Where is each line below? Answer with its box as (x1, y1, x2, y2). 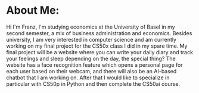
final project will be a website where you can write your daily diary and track (6, 48, 194, 55)
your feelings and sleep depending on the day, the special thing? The (6, 55, 176, 62)
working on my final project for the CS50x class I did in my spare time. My (6, 42, 188, 49)
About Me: (6, 4, 60, 17)
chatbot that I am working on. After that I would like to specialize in (6, 74, 170, 81)
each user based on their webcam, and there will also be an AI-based (6, 67, 177, 75)
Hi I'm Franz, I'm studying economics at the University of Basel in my (6, 23, 175, 30)
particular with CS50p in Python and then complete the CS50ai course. (6, 80, 181, 87)
